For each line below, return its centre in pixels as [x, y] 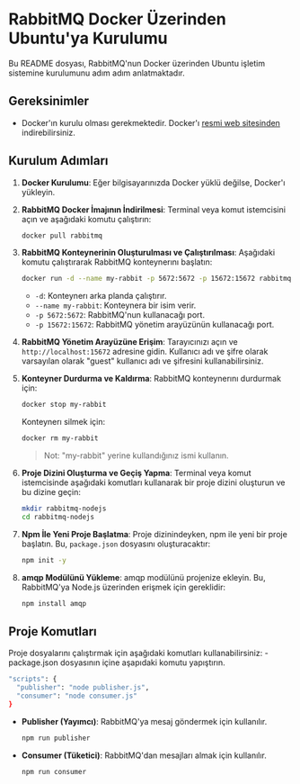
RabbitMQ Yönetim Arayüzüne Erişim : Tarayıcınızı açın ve [130, 342]
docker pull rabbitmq [62, 235]
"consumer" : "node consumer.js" [77, 696]
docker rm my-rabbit [60, 438]
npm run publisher [56, 738]
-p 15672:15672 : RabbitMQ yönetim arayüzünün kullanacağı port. [154, 325]
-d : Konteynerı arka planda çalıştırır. [101, 296]
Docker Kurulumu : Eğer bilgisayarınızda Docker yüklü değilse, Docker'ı [153, 182]
